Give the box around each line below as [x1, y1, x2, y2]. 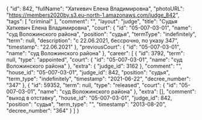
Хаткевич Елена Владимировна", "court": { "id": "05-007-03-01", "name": [6, 24, 192, 31]
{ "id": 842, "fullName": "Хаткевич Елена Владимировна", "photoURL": [6, 5, 185, 12]
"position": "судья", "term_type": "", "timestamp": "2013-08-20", [6, 101, 167, 107]
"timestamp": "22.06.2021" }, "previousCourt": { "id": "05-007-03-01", [6, 43, 181, 50]
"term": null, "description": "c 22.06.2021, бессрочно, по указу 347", [6, 37, 179, 44]
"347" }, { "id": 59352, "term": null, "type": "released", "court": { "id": [6, 82, 178, 89]
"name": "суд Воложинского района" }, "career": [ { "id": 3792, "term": [6, 50, 185, 56]
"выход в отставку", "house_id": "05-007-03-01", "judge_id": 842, [6, 94, 172, 101]
